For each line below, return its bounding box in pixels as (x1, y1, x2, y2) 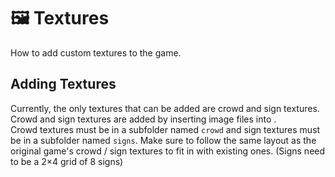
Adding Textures (10, 76, 117, 93)
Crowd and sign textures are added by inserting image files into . (10, 113, 277, 125)
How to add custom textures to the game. (10, 46, 182, 59)
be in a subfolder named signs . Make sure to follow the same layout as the (10, 134, 317, 146)
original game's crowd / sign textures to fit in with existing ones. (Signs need (10, 145, 326, 157)
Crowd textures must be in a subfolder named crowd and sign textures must (10, 123, 321, 135)
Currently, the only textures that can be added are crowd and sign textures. (10, 102, 320, 114)
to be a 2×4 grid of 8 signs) (10, 155, 124, 167)
